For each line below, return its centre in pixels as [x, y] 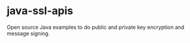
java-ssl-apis [40, 11]
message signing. [28, 33]
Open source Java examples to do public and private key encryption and [96, 27]
